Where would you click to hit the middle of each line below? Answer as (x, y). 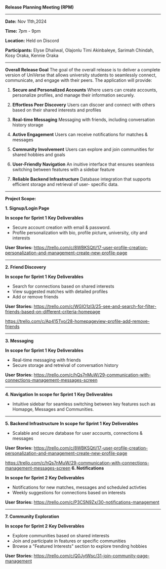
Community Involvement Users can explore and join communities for (83, 149)
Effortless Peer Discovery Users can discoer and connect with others (84, 105)
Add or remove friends (35, 297)
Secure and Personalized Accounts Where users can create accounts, (85, 90)
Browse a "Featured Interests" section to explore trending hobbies (80, 546)
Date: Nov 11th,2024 (26, 21)
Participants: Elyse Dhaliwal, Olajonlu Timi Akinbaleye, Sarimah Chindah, (80, 50)
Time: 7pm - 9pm (23, 31)
